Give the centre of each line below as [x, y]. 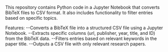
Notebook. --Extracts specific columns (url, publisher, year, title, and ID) [80, 33]
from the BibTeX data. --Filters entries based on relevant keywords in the [81, 38]
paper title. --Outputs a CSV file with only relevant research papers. [76, 44]
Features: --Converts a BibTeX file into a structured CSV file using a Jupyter [84, 28]
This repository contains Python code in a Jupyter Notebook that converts [82, 7]
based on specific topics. [32, 18]
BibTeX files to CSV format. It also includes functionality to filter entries [79, 13]
